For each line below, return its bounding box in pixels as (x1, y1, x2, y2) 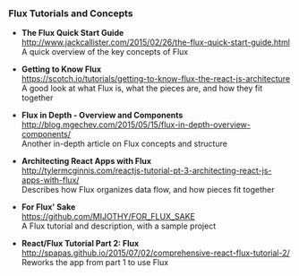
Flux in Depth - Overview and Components (21, 110, 184, 121)
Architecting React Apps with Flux (21, 156, 152, 167)
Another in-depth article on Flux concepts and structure (21, 138, 227, 150)
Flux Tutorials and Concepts (8, 7, 133, 20)
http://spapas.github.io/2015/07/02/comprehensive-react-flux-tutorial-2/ (21, 247, 290, 258)
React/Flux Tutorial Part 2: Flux (21, 238, 140, 249)
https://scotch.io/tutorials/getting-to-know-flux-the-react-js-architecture (21, 73, 291, 84)
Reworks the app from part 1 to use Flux (21, 257, 169, 268)
